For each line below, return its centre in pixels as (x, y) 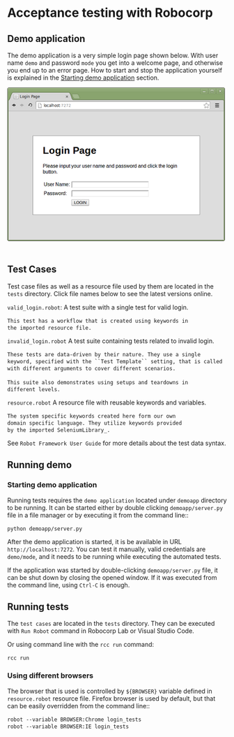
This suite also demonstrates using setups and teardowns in (98, 382)
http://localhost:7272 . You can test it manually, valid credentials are (107, 549)
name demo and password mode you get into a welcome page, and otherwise (115, 63)
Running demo (39, 465)
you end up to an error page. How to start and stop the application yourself (115, 70)
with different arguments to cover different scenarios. (92, 368)
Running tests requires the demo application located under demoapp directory (117, 500)
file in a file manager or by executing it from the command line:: (98, 515)
